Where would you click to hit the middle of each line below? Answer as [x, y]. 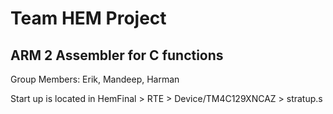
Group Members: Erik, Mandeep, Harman [95, 79]
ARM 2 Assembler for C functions [117, 55]
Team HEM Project [88, 18]
